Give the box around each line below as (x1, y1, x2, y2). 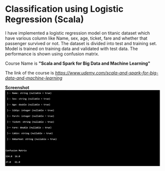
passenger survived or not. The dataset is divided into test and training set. (5, 40, 157, 46)
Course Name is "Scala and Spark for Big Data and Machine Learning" (5, 60, 151, 66)
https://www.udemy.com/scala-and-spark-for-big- (55, 70, 159, 75)
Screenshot (5, 84, 29, 90)
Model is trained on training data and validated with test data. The (5, 46, 138, 51)
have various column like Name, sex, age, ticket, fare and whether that (5, 35, 148, 41)
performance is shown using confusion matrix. (5, 50, 100, 57)
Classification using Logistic (5, 3, 124, 15)
